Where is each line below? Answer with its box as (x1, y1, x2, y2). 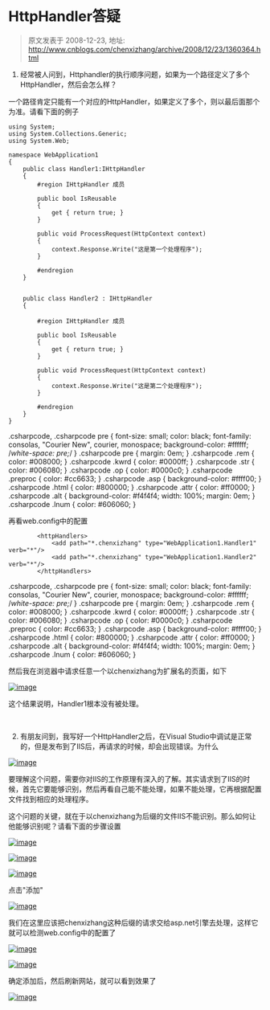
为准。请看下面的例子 (8, 106, 79, 117)
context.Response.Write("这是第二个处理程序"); (51, 382, 203, 390)
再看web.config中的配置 (8, 516, 88, 525)
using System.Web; (8, 137, 70, 145)
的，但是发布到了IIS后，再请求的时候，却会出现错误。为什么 (19, 741, 219, 751)
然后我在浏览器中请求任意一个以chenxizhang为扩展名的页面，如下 (8, 666, 227, 676)
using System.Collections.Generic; (8, 129, 128, 137)
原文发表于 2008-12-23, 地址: (27, 35, 126, 45)
